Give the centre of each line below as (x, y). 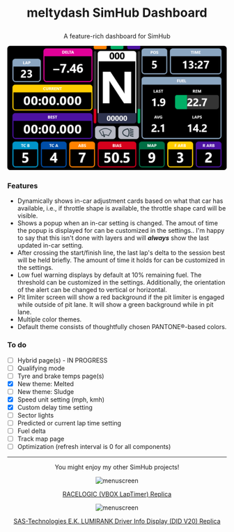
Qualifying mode (41, 368)
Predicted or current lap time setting (69, 423)
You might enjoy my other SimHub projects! (117, 467)
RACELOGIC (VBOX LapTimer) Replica (117, 494)
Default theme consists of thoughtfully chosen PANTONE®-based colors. (122, 327)
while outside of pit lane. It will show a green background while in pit (115, 305)
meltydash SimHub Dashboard (117, 13)
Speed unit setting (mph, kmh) (61, 400)
